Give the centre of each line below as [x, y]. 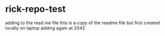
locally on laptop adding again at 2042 [45, 28]
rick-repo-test [36, 9]
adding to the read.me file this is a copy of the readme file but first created [82, 23]
